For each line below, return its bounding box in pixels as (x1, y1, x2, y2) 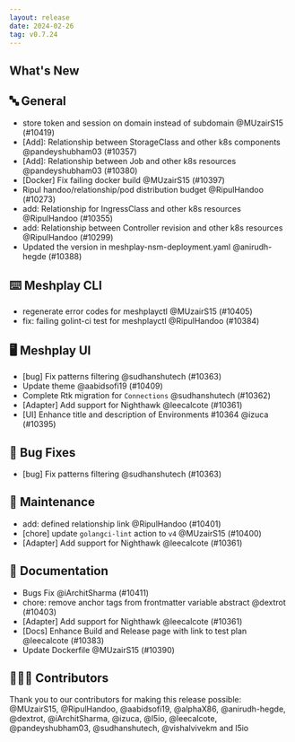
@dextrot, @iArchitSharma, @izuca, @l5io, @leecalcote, (9, 713, 218, 724)
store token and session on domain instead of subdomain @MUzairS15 (22, 118, 284, 128)
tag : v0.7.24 (9, 30, 58, 39)
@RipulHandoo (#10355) (22, 213, 114, 223)
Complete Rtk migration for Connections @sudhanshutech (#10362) (22, 390, 271, 401)
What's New (9, 63, 80, 78)
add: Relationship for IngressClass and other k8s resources (22, 203, 242, 214)
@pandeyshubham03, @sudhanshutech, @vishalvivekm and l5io (9, 723, 249, 734)
